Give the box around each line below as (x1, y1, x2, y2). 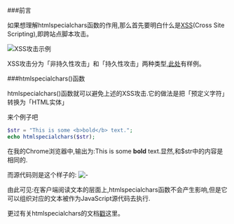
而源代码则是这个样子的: (7, 170, 77, 178)
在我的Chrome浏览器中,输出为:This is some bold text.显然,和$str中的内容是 (7, 146, 223, 155)
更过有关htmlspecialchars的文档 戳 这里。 (7, 209, 125, 217)
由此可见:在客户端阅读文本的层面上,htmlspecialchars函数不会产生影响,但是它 (7, 185, 228, 194)
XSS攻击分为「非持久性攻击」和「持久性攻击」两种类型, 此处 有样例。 (7, 59, 205, 68)
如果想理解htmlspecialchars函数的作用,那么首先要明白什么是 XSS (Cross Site (7, 21, 225, 29)
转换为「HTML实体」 (7, 98, 69, 106)
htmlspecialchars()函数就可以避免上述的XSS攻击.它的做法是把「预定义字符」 (7, 90, 228, 97)
